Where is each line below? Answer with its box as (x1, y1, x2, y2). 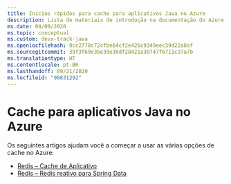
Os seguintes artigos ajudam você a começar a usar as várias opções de (7, 141, 214, 150)
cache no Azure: (7, 149, 54, 157)
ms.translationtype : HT (7, 55, 76, 62)
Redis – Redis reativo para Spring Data (17, 170, 127, 178)
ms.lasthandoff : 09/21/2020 (7, 68, 89, 74)
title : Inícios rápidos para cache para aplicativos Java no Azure (7, 10, 206, 17)
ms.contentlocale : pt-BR (7, 61, 79, 68)
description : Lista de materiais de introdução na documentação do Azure (7, 17, 225, 23)
